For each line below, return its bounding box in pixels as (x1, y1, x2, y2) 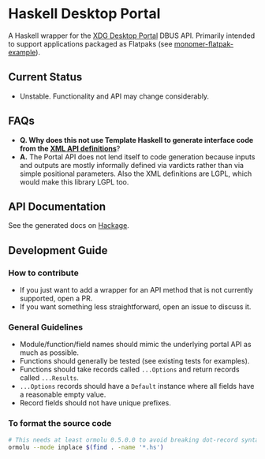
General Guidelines (8, 321, 84, 332)
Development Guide (8, 244, 108, 257)
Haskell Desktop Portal (8, 5, 161, 23)
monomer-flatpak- (174, 39, 234, 48)
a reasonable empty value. (19, 390, 106, 399)
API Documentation (8, 200, 106, 213)
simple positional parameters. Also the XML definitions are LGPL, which (19, 169, 252, 178)
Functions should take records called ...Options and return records (19, 364, 240, 375)
